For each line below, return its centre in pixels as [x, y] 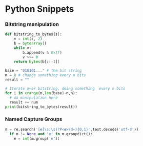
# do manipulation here [33, 98]
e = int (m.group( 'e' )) [37, 138]
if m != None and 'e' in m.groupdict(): [51, 134]
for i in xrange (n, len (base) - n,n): [41, 93]
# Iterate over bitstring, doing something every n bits [65, 89]
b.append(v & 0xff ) [42, 52]
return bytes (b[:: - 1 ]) [37, 62]
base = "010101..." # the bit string [43, 71]
